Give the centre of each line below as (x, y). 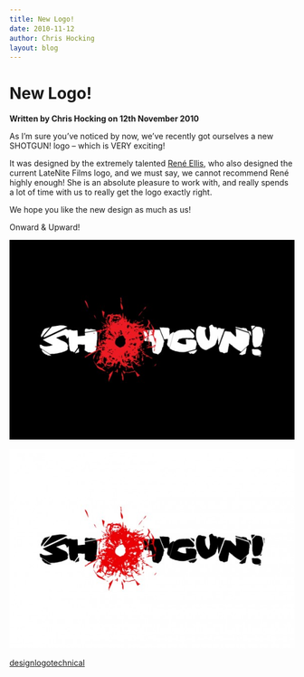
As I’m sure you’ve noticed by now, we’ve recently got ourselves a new (142, 137)
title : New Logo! (42, 19)
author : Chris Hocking (52, 38)
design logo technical (47, 663)
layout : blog (34, 48)
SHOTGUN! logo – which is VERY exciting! (87, 146)
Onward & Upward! (45, 227)
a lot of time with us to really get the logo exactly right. (111, 192)
